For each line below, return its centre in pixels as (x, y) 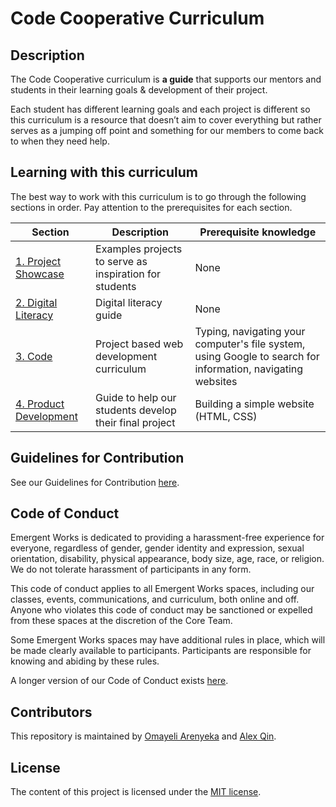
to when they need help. (60, 141)
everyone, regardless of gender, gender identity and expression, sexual (157, 548)
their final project (135, 422)
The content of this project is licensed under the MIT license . (136, 792)
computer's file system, (250, 344)
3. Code (34, 356)
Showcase (40, 274)
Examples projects (139, 249)
